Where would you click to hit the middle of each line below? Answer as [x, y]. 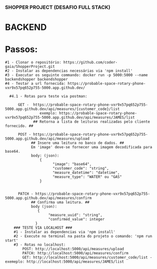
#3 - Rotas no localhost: [40, 245]
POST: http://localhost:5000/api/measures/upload [73, 249]
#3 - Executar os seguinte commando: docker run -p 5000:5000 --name [77, 75]
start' [12, 241]
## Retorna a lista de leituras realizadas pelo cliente [92, 122]
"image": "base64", [72, 164]
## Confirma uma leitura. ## [60, 203]
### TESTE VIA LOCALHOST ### [43, 228]
